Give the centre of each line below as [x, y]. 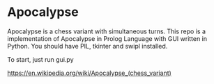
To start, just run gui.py [41, 59]
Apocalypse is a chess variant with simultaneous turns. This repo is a [106, 31]
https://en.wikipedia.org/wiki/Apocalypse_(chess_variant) [90, 73]
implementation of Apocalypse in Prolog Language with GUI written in [107, 38]
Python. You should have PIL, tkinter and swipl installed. [87, 46]
